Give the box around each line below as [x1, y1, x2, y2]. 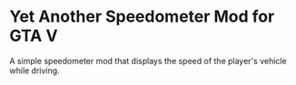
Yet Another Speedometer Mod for [9, 6, 275, 27]
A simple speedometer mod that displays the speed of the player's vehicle [9, 55, 288, 66]
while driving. [9, 65, 61, 76]
